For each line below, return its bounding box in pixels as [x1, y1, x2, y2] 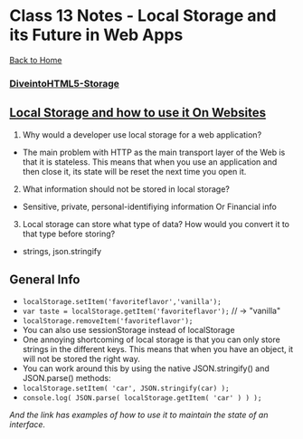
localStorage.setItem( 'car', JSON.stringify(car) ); [22, 384, 230, 394]
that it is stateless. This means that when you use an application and [22, 156, 278, 167]
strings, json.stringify [22, 245, 102, 256]
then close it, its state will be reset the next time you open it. [22, 166, 247, 177]
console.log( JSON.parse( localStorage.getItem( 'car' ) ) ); [22, 394, 262, 403]
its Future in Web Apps [9, 24, 184, 45]
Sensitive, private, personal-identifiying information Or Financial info [22, 201, 278, 212]
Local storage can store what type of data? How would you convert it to [22, 218, 289, 229]
